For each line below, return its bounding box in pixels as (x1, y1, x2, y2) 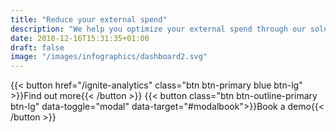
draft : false (10, 42, 65, 53)
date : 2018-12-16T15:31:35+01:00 (10, 33, 150, 43)
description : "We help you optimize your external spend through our (10, 24, 307, 34)
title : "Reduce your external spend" (10, 14, 168, 25)
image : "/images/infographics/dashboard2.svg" (10, 52, 208, 62)
